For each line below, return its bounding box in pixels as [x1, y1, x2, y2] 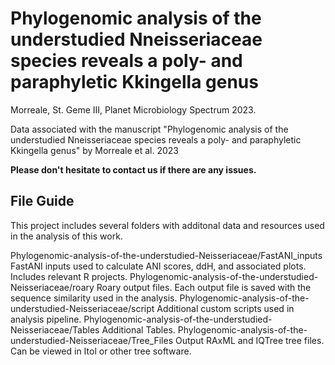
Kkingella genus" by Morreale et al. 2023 [10, 144, 180, 156]
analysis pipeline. [10, 313, 82, 325]
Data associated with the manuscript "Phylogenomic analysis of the [10, 123, 289, 135]
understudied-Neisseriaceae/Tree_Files [10, 334, 174, 346]
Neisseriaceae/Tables [10, 323, 100, 336]
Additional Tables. [101, 323, 176, 336]
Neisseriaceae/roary [10, 281, 95, 293]
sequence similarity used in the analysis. [10, 292, 178, 304]
